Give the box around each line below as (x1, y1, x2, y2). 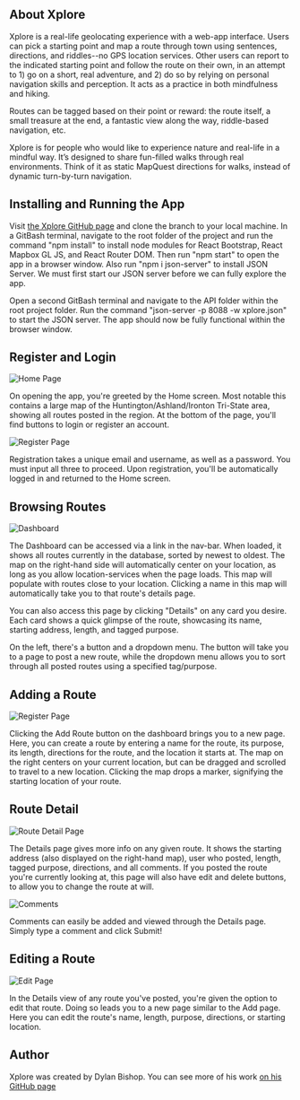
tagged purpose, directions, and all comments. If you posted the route (9, 861, 268, 873)
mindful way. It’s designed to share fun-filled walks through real (9, 152, 244, 162)
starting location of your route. (9, 776, 122, 787)
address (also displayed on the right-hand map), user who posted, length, (9, 852, 281, 863)
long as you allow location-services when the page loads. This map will (9, 569, 273, 580)
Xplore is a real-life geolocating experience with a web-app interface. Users (9, 31, 289, 41)
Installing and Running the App (9, 196, 185, 212)
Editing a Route (9, 951, 96, 967)
